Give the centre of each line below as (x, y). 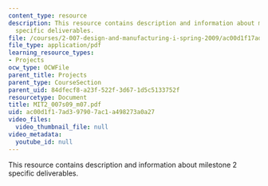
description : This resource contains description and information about (132, 23)
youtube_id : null (44, 142)
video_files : (30, 120)
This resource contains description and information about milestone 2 (123, 164)
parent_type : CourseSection (55, 82)
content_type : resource (48, 16)
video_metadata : (35, 134)
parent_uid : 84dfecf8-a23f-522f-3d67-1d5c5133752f (94, 90)
